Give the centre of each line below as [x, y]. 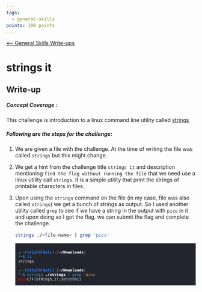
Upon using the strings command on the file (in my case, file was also [102, 198]
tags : [13, 13]
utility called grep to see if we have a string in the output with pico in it [101, 210]
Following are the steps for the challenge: [59, 134]
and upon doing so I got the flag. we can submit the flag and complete [102, 217]
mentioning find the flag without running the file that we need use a [105, 173]
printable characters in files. [50, 186]
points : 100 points [31, 25]
